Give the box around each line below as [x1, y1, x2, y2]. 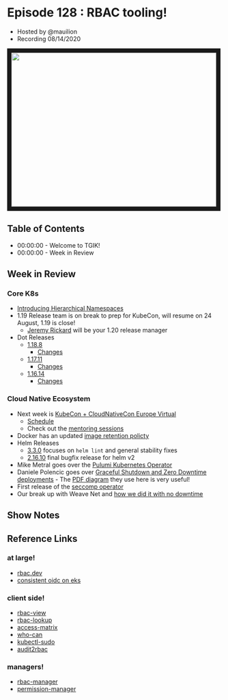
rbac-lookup [16, 616, 53, 624]
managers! [7, 662, 44, 672]
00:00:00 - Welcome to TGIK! [16, 241, 100, 249]
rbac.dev [16, 569, 43, 577]
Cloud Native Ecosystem [7, 394, 91, 404]
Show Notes [7, 510, 60, 521]
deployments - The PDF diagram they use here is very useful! [16, 475, 190, 483]
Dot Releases [16, 333, 55, 341]
